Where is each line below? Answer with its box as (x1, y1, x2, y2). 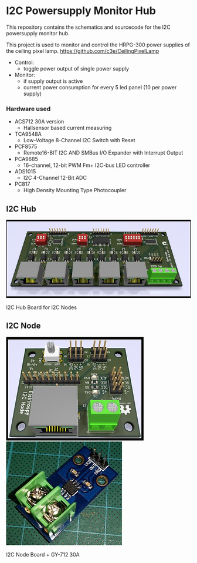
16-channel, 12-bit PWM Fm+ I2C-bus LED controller (23, 162, 151, 169)
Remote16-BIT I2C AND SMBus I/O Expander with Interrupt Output (23, 149, 184, 156)
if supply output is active (23, 78, 83, 85)
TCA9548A (14, 130, 42, 138)
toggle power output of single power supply (23, 65, 130, 72)
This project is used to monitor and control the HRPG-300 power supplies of (6, 41, 191, 48)
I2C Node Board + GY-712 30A (6, 551, 80, 558)
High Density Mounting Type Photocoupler (23, 187, 127, 194)
